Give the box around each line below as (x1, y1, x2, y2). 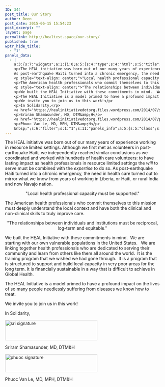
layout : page (5, 30, 32, 35)
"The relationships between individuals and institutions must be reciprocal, (7, 220, 158, 226)
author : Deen (5, 16, 32, 21)
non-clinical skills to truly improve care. (5, 211, 85, 217)
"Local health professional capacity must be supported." (25, 191, 140, 196)
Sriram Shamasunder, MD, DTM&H (5, 344, 75, 350)
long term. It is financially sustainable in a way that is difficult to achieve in (5, 266, 155, 272)
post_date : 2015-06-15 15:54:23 (5, 21, 71, 26)
